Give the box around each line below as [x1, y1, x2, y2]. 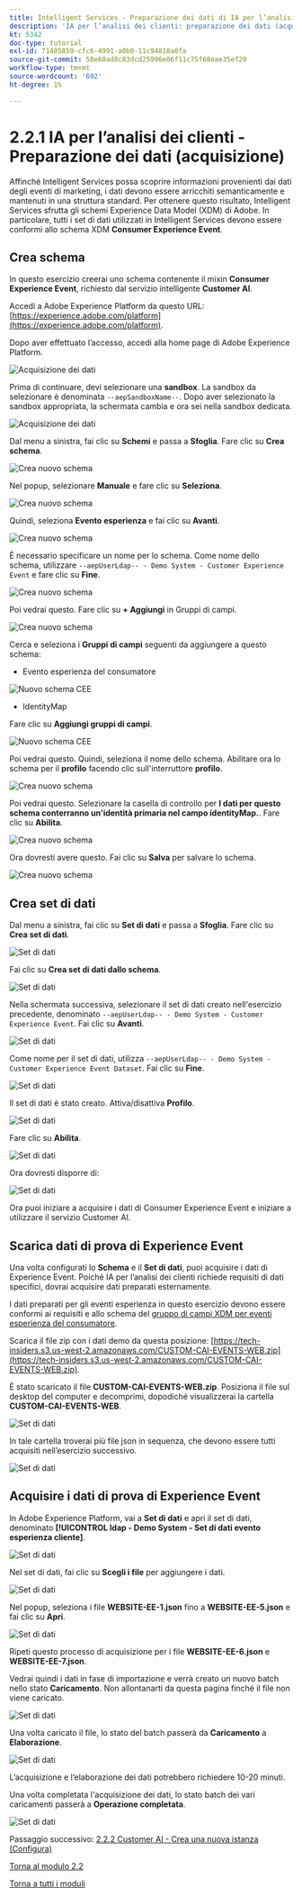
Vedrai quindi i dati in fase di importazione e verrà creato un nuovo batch [9, 1673, 280, 1683]
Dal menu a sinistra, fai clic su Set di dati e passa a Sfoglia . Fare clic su [9, 920, 274, 931]
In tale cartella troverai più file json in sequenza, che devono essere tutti [9, 1436, 276, 1446]
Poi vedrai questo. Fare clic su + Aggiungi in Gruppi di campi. [9, 605, 237, 616]
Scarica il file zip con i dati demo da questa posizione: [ [9, 1336, 214, 1345]
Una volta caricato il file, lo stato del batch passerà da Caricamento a [9, 1727, 267, 1737]
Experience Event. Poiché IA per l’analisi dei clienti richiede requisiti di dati [9, 1272, 285, 1282]
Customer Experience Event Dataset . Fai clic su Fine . [9, 1063, 205, 1073]
